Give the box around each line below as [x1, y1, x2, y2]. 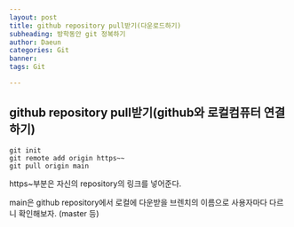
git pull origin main [9, 161, 90, 170]
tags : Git [9, 63, 46, 72]
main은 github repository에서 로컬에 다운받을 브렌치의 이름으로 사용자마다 [9, 197, 268, 207]
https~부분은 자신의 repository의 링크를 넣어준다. [9, 178, 182, 189]
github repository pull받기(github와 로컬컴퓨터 [9, 106, 262, 121]
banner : [9, 54, 38, 63]
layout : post [9, 12, 58, 22]
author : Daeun [9, 37, 62, 47]
